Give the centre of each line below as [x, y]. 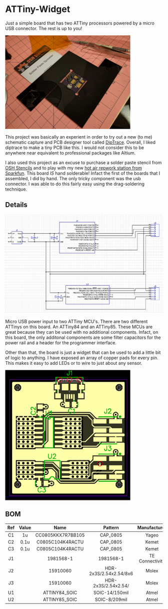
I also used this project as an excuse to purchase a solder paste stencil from [83, 162]
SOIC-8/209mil [111, 599]
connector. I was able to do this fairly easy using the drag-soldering [75, 184]
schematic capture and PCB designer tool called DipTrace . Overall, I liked [80, 142]
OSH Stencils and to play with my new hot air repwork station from [74, 168]
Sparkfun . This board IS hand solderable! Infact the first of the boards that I [83, 173]
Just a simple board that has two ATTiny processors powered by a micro [80, 23]
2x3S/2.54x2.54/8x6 [111, 573]
